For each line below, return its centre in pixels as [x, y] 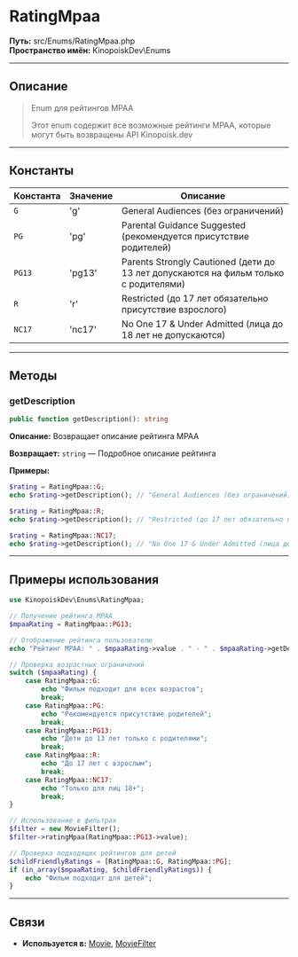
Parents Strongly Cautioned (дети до [198, 262]
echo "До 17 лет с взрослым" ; [97, 764]
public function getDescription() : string [89, 420]
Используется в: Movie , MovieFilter [89, 944]
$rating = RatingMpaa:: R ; [57, 511]
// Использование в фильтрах [63, 821]
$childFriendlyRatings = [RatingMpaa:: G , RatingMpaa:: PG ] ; [121, 861]
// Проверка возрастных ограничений [77, 664]
